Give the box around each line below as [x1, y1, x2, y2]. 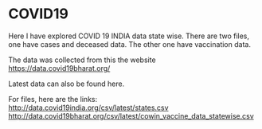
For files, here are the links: [8, 94, 98, 104]
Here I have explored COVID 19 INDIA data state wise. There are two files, [8, 31, 249, 41]
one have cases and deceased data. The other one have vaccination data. [8, 39, 251, 49]
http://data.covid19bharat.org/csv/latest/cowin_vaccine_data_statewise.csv [8, 111, 255, 120]
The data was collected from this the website [8, 55, 157, 64]
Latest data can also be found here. [8, 79, 125, 88]
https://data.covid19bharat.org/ [8, 63, 111, 72]
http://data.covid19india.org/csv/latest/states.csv [8, 103, 169, 112]
